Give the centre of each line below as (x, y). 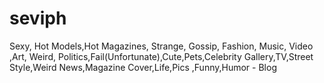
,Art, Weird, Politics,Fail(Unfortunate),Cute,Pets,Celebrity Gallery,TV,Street (161, 56)
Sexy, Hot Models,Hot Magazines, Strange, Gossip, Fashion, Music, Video (161, 46)
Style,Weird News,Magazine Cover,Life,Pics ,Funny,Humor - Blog (143, 67)
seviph (38, 18)
